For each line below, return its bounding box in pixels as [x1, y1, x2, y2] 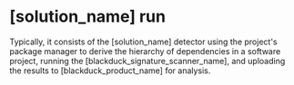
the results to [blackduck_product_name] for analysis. [9, 65, 211, 76]
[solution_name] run [9, 6, 167, 27]
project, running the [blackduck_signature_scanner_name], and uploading [9, 55, 286, 66]
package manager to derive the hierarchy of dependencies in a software [9, 45, 281, 56]
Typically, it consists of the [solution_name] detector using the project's [9, 36, 278, 47]
